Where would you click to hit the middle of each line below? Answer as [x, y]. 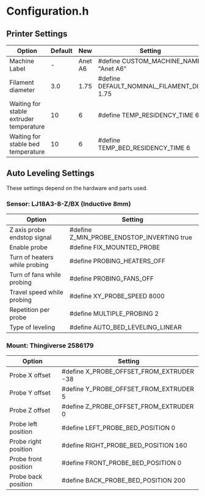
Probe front [26, 459]
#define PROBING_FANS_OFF [112, 278]
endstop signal [31, 238]
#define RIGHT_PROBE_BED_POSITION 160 [124, 445]
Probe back [26, 477]
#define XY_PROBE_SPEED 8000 [117, 296]
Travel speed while [36, 292]
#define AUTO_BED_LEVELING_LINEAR [125, 327]
